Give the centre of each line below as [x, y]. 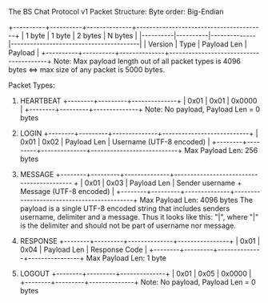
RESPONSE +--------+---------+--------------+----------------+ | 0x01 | [140, 241]
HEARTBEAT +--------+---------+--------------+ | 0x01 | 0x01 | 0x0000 [138, 101]
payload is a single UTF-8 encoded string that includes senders [125, 208]
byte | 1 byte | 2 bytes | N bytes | [84, 36]
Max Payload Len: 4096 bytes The [196, 200]
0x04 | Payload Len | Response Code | [84, 249]
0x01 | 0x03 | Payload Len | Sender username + [163, 183]
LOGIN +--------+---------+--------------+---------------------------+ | [139, 133]
